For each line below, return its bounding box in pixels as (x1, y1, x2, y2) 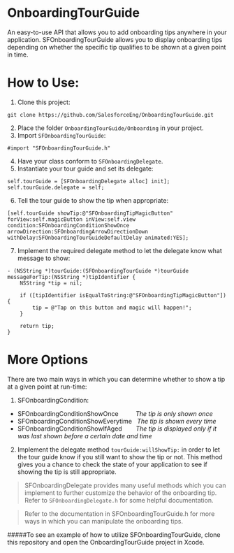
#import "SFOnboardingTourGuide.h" (7, 145, 111, 152)
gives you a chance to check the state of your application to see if (17, 460, 207, 468)
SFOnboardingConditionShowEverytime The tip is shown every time (17, 417, 217, 425)
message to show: (17, 254, 71, 262)
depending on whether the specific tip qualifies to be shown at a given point (7, 43, 226, 51)
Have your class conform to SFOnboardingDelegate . (17, 157, 163, 165)
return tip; (20, 322, 54, 329)
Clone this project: (17, 98, 71, 106)
